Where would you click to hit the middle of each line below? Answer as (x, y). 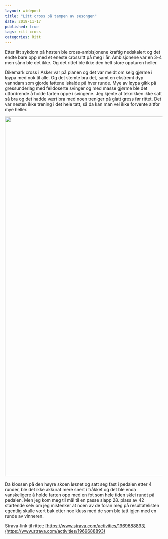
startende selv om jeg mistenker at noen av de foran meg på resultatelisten (82, 506)
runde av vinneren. (24, 516)
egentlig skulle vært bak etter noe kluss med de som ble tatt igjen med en (81, 511)
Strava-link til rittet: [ (26, 526)
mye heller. (16, 109)
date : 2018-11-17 (23, 21)
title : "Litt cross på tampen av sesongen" (51, 16)
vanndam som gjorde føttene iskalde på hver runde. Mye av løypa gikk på (81, 83)
